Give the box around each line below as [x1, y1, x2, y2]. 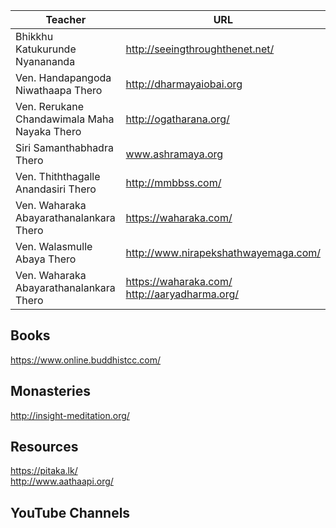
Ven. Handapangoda [15, 71, 112, 84]
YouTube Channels [10, 504, 131, 521]
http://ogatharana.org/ [125, 112, 230, 126]
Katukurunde [15, 42, 77, 56]
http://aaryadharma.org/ [125, 287, 240, 301]
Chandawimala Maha [15, 112, 115, 126]
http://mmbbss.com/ [125, 176, 222, 189]
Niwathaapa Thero [15, 84, 103, 97]
